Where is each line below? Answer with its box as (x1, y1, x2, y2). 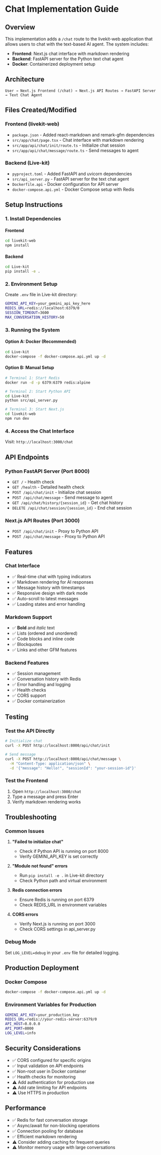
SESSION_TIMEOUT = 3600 (5, 310, 49, 315)
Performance (5, 1104, 46, 1112)
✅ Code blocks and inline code (12, 636, 75, 642)
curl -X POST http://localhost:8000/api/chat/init (5, 743, 110, 748)
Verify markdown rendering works (12, 798, 81, 805)
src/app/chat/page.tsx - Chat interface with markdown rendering (12, 137, 144, 143)
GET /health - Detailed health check (12, 484, 85, 490)
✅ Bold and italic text (12, 625, 55, 631)
